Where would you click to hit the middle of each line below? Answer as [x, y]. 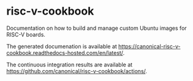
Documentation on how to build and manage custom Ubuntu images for [96, 28]
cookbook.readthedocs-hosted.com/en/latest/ [65, 52]
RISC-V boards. [26, 34]
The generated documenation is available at [62, 46]
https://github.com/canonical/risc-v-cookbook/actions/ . [77, 71]
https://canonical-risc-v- [149, 46]
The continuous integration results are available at [70, 65]
